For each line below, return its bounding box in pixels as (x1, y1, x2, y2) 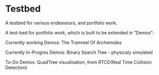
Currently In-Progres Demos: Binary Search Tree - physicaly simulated (5, 49, 153, 55)
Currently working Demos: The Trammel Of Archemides (5, 39, 122, 46)
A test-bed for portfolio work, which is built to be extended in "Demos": (5, 29, 154, 35)
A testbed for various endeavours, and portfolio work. (5, 20, 118, 26)
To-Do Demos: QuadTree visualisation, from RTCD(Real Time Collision (5, 59, 152, 65)
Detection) (5, 64, 27, 70)
